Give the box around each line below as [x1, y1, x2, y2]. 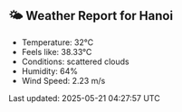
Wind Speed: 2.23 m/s [21, 75, 106, 86]
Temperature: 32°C [21, 36, 94, 48]
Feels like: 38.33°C [21, 46, 92, 57]
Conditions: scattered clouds [21, 56, 129, 67]
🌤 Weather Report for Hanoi [8, 8, 174, 23]
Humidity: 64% [21, 65, 79, 76]
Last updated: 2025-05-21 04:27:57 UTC [8, 92, 160, 103]
